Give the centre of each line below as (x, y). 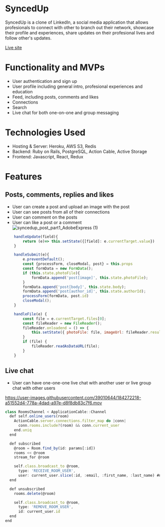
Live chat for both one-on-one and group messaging (66, 113)
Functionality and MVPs (55, 68)
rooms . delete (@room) (35, 493)
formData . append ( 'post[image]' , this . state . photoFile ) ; (90, 278)
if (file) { (35, 342)
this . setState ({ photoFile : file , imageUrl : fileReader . (91, 333)
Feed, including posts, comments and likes (55, 97)
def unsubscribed (27, 489)
